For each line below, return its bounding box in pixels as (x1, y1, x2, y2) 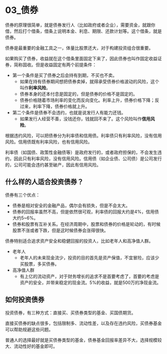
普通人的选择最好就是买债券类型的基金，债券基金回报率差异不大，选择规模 (5, 337, 158, 343)
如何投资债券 (5, 295, 45, 304)
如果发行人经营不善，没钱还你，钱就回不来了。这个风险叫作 (19, 115, 142, 122)
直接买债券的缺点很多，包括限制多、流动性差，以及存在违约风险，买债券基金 (5, 320, 162, 326)
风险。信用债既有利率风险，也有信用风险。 (5, 139, 92, 145)
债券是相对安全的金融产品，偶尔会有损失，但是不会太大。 (12, 202, 130, 208)
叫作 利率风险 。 (19, 85, 51, 90)
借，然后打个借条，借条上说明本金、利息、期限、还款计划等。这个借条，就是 (5, 28, 162, 34)
